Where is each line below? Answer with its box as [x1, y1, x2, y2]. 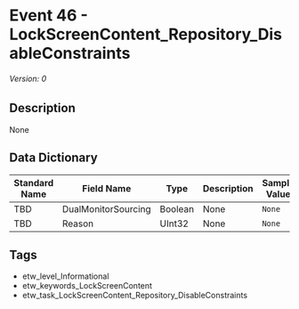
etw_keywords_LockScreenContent [21, 281, 153, 291]
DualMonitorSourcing [61, 202, 151, 215]
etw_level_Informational [21, 271, 109, 281]
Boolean [159, 202, 194, 215]
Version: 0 [9, 73, 47, 84]
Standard [13, 176, 54, 189]
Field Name [82, 182, 132, 194]
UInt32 [159, 217, 190, 230]
